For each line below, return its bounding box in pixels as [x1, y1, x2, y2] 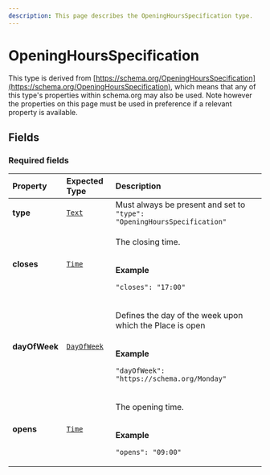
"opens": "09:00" [115, 448, 182, 457]
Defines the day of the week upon [115, 310, 243, 321]
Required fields [8, 155, 70, 166]
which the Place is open [115, 320, 206, 331]
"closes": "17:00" [115, 283, 186, 292]
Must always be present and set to [115, 199, 246, 210]
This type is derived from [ [8, 73, 96, 83]
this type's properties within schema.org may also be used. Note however [8, 90, 253, 100]
